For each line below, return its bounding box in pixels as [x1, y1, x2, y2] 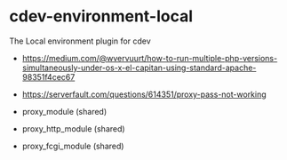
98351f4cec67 [21, 71, 76, 82]
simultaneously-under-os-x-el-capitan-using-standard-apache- [21, 62, 257, 73]
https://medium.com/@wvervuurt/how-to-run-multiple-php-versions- [21, 52, 278, 63]
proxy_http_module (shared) [21, 123, 126, 134]
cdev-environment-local [9, 6, 194, 27]
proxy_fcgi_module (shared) [21, 140, 124, 151]
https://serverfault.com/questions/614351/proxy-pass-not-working [21, 89, 267, 100]
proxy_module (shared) [21, 106, 108, 116]
